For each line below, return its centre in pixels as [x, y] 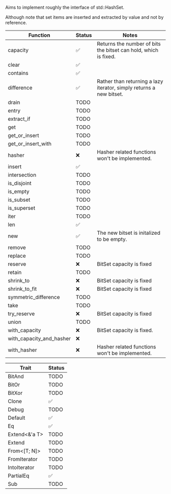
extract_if [19, 119]
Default [17, 418]
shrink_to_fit [22, 289]
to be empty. [112, 239]
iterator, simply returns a [126, 88]
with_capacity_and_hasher [39, 338]
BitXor [15, 393]
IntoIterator [21, 467]
